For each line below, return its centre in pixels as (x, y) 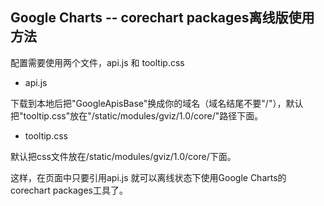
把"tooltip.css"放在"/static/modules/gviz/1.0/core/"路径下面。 (137, 115)
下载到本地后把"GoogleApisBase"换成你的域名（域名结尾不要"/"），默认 (157, 103)
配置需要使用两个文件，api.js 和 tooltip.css (97, 62)
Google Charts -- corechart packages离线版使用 (162, 18)
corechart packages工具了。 (69, 190)
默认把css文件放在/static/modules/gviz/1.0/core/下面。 (123, 156)
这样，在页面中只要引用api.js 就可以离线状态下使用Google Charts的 (148, 177)
